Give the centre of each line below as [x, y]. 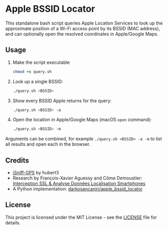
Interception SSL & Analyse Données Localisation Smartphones [79, 183]
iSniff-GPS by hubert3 [36, 173]
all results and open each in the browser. [48, 144]
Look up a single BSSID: [38, 81]
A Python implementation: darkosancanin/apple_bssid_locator [78, 189]
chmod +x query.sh [32, 72]
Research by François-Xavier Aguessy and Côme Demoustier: [77, 178]
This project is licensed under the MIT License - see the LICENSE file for [81, 217]
